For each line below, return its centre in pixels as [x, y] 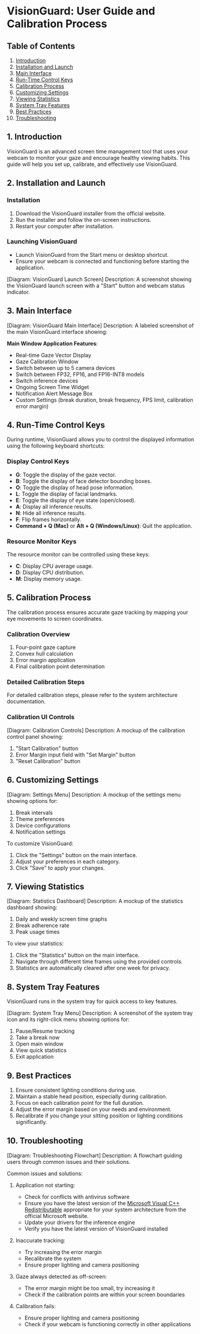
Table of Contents [41, 46]
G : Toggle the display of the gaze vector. [66, 475]
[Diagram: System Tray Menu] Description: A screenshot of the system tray [100, 1013]
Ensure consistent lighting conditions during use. [76, 1090]
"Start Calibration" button [47, 748]
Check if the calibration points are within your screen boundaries [105, 1294]
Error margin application [45, 660]
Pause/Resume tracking [45, 1031]
